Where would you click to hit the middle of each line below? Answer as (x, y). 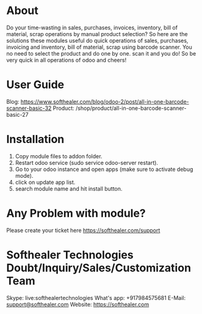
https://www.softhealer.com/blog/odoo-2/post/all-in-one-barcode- (105, 101)
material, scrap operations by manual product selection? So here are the (97, 34)
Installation (35, 140)
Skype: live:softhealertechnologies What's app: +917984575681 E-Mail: (96, 298)
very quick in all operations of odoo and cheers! (67, 60)
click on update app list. (45, 182)
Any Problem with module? (76, 213)
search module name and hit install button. (69, 188)
